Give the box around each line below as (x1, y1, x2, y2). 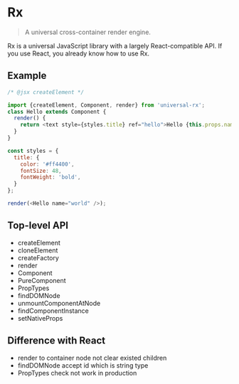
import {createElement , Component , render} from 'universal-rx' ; (7, 101, 205, 109)
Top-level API (7, 220, 69, 232)
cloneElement (17, 246, 58, 255)
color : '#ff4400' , (20, 161, 75, 168)
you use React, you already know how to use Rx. (7, 49, 150, 58)
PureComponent (17, 276, 66, 284)
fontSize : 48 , (20, 167, 62, 174)
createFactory (17, 253, 59, 262)
